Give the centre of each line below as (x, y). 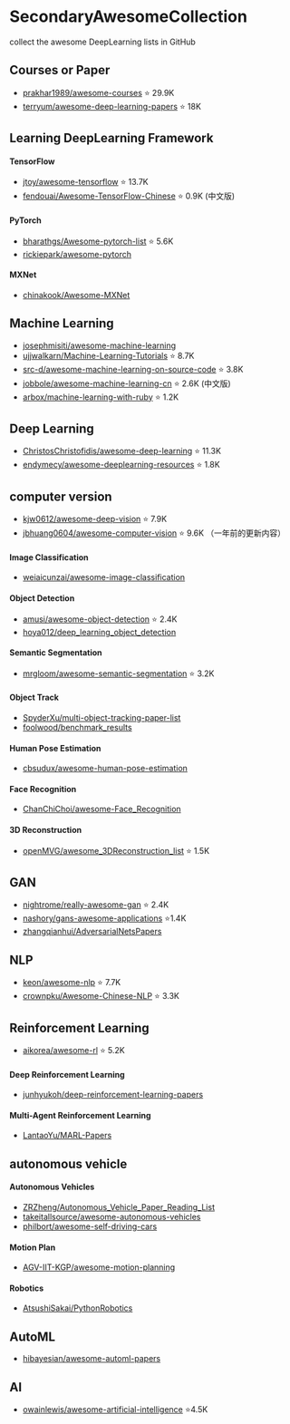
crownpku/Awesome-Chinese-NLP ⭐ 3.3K (101, 996)
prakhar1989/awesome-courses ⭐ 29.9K (98, 92)
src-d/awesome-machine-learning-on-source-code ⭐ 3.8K (133, 369)
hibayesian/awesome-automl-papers (92, 1359)
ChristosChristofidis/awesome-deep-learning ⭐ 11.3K (122, 451)
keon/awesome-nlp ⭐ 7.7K (72, 983)
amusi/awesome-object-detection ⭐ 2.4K (100, 619)
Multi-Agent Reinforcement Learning (80, 1115)
